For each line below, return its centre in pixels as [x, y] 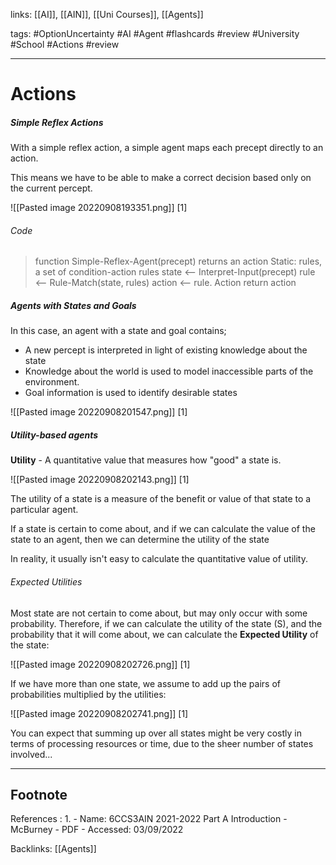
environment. [52, 382]
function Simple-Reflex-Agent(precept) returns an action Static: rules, [178, 261]
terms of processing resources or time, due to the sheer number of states [162, 743]
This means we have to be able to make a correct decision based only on [161, 178]
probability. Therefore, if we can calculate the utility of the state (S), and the [166, 623]
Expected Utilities [46, 581]
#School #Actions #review [65, 44]
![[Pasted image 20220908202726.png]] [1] [100, 664]
